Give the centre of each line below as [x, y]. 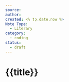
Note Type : [17, 24]
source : [13, 10]
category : [16, 33]
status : [13, 43]
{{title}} [22, 72]
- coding [19, 38]
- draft [18, 47]
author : [13, 15]
